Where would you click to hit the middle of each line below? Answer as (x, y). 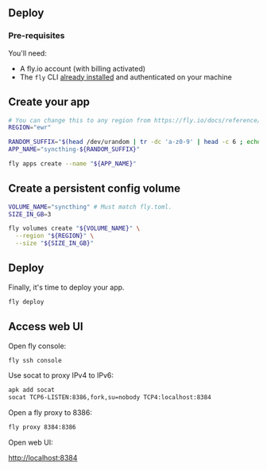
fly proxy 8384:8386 (43, 427)
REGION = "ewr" (30, 128)
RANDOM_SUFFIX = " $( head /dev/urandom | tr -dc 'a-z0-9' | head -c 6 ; (126, 142)
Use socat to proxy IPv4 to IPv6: (61, 375)
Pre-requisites (37, 36)
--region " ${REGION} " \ (54, 236)
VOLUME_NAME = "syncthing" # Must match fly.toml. (90, 207)
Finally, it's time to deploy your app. (66, 287)
